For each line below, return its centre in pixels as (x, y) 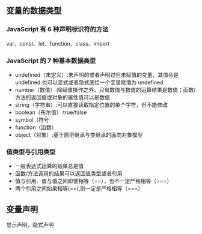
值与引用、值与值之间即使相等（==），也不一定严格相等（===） (93, 181)
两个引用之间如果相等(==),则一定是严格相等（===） (79, 188)
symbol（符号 (32, 119)
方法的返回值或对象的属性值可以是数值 (62, 97)
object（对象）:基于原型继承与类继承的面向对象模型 (79, 134)
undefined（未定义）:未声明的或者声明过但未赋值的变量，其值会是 (97, 74)
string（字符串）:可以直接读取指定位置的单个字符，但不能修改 (91, 104)
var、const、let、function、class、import (58, 43)
